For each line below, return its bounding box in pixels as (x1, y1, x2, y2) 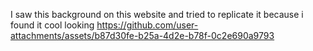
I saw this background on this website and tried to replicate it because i (10, 9, 304, 20)
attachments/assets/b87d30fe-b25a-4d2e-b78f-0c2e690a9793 (10, 30, 275, 41)
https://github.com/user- (96, 19, 199, 31)
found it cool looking (10, 19, 95, 31)
